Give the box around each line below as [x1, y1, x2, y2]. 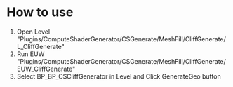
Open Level [16, 27, 51, 36]
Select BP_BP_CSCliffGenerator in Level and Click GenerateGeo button [16, 72, 222, 81]
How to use [6, 4, 74, 20]
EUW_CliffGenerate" [16, 65, 76, 73]
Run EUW [16, 50, 45, 58]
